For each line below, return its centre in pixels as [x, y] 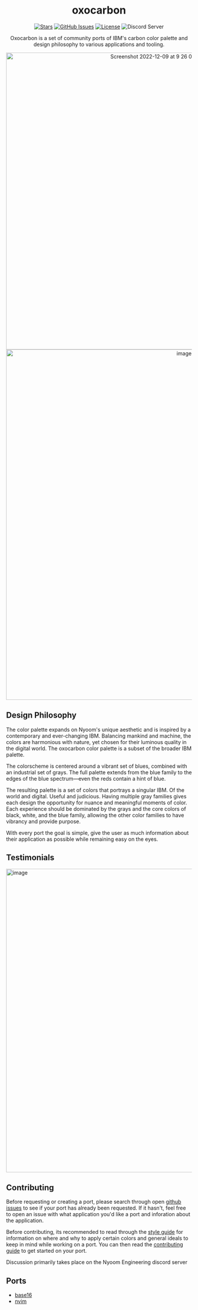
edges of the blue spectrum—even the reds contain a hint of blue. [86, 778]
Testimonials [30, 858]
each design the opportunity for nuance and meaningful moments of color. [97, 803]
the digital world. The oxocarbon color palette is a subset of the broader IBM [99, 748]
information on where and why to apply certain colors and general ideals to [97, 1238]
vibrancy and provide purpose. [43, 821]
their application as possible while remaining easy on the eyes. [82, 839]
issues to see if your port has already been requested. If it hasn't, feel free [96, 1208]
